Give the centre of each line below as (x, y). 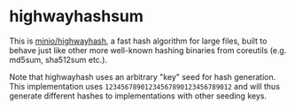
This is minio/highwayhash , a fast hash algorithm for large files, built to (138, 41)
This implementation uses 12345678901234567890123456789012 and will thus (145, 86)
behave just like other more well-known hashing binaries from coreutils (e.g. (148, 50)
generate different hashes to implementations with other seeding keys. (138, 96)
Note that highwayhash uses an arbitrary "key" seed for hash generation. (143, 76)
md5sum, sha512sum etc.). (58, 59)
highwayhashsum (77, 16)
